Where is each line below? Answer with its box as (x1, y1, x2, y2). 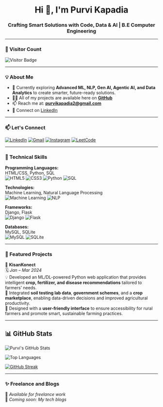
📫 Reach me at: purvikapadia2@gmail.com (12, 100, 102, 106)
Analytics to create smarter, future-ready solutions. (12, 90, 116, 96)
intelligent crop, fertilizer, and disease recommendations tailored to (5, 280, 142, 285)
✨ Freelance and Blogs (5, 380, 60, 387)
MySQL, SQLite (5, 229, 35, 235)
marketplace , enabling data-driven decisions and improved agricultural (5, 295, 148, 301)
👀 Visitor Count (5, 46, 42, 53)
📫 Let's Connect (5, 125, 46, 131)
